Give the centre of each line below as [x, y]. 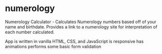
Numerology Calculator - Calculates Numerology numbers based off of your [81, 22]
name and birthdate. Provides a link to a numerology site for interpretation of [81, 27]
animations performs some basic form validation [53, 46]
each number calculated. [30, 32]
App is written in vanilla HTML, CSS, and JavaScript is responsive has [74, 41]
